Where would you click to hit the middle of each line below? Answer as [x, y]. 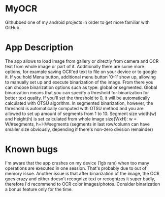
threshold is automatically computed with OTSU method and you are [74, 108]
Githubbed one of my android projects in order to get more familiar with [78, 22]
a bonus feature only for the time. [39, 189]
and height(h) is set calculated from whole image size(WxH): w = [71, 118]
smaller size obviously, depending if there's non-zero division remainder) [79, 129]
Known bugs [32, 149]
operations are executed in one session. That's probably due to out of [76, 168]
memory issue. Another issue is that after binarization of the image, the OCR [82, 173]
